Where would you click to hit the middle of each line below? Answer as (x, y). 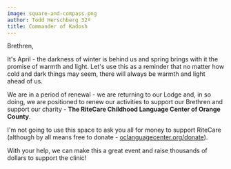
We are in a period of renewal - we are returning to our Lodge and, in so (109, 95)
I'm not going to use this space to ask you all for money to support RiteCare (114, 130)
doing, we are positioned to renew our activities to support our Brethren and (115, 102)
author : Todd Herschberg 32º (49, 20)
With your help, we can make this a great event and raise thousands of (108, 151)
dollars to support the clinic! (47, 158)
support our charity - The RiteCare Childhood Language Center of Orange (114, 109)
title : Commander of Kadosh (48, 26)
